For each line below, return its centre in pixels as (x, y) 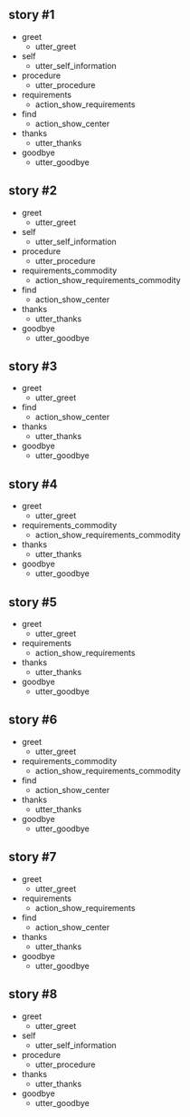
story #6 (33, 720)
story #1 (32, 15)
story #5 (33, 602)
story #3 (33, 367)
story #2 (33, 191)
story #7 (33, 857)
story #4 (33, 484)
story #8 (33, 994)
